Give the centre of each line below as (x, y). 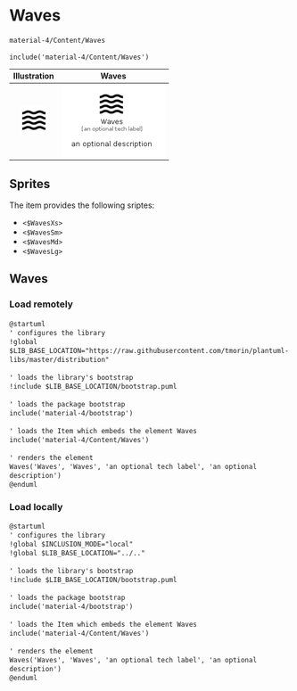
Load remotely (41, 304)
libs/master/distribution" (59, 359)
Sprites (30, 184)
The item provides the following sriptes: (82, 205)
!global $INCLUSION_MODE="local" (71, 544)
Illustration (34, 76)
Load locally (36, 506)
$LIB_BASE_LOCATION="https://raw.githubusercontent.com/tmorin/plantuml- (149, 350)
